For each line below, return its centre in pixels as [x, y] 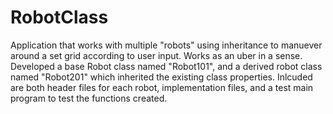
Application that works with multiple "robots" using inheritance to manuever [166, 45]
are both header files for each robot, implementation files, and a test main [162, 87]
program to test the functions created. [89, 98]
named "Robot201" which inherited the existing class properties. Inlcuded [161, 77]
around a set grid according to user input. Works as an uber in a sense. [156, 55]
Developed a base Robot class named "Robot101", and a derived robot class [166, 66]
